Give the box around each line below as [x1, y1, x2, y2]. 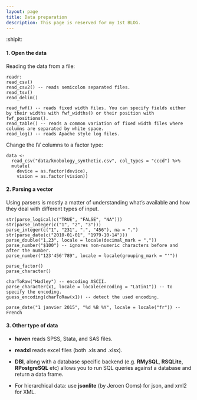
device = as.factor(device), [17, 168, 88, 174]
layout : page [6, 8, 38, 15]
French [6, 310, 22, 316]
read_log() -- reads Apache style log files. [6, 131, 120, 136]
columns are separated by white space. [6, 125, 104, 132]
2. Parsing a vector [6, 186, 54, 193]
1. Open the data [6, 49, 47, 56]
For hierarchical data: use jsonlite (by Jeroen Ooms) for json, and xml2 [14, 382, 187, 389]
